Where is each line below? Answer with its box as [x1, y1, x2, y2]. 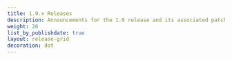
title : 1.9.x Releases [7, 10, 72, 17]
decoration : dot [7, 42, 54, 49]
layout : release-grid [7, 36, 70, 43]
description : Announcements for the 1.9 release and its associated [7, 17, 209, 23]
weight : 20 [7, 23, 39, 30]
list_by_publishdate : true [7, 29, 85, 37]
